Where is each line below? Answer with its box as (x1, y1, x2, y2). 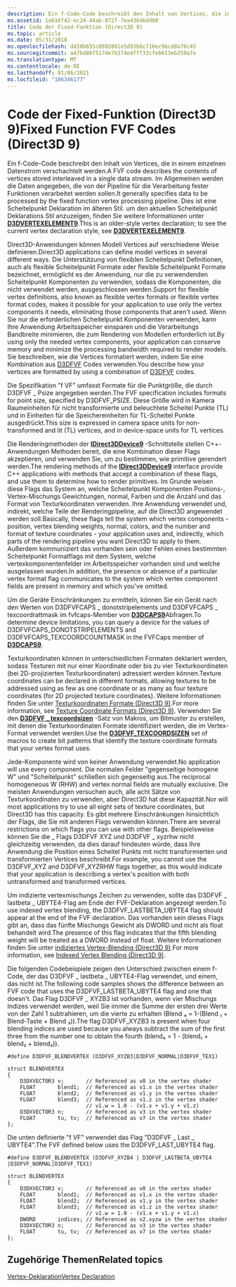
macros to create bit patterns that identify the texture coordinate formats (7, 737, 218, 745)
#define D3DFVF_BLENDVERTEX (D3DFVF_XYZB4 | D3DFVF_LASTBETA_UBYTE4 (7, 1155, 212, 1162)
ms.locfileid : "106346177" (7, 75, 86, 83)
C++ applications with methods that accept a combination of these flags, (7, 470, 218, 478)
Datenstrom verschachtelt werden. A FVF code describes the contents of (7, 167, 218, 175)
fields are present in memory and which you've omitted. (7, 582, 169, 590)
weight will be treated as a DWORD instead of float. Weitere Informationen (7, 936, 222, 945)
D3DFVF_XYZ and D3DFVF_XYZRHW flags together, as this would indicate (7, 862, 223, 871)
